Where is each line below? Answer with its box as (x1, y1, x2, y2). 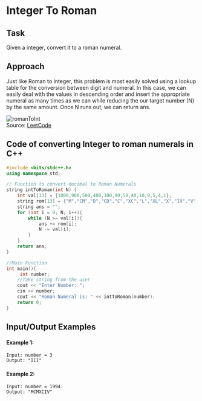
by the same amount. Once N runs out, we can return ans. (6, 103, 151, 110)
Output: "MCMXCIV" (6, 389, 53, 395)
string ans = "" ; (17, 204, 61, 210)
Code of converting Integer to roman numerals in (6, 139, 194, 149)
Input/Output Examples (6, 322, 96, 332)
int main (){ (6, 265, 36, 272)
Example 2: (6, 370, 35, 377)
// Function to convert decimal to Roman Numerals (6, 181, 137, 187)
